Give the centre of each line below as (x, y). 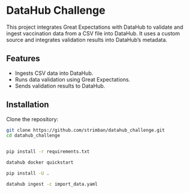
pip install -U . (28, 174)
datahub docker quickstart (40, 162)
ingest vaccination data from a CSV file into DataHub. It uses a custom (93, 33)
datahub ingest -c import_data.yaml (52, 184)
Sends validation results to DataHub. (60, 86)
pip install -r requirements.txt (48, 152)
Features (23, 58)
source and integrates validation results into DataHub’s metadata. (87, 40)
